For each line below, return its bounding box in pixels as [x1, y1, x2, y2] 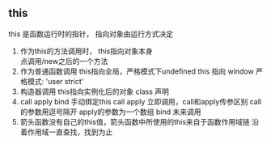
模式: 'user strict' [27, 76, 84, 86]
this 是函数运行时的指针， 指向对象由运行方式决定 [8, 28, 174, 39]
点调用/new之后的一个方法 [19, 56, 108, 66]
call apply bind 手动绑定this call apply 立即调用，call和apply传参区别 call [19, 96, 261, 106]
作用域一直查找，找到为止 [27, 127, 113, 137]
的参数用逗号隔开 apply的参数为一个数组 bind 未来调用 [19, 107, 201, 116]
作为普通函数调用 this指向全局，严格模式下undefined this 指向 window [19, 66, 254, 76]
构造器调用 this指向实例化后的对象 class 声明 [19, 87, 170, 96]
